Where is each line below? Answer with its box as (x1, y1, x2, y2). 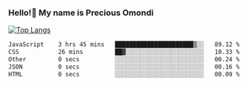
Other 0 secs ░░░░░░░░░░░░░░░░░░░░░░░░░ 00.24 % (8, 56, 240, 64)
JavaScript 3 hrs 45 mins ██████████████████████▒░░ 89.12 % (8, 41, 240, 49)
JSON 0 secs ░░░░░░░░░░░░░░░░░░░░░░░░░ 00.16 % (8, 63, 240, 71)
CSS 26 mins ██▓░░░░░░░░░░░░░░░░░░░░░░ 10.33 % (8, 48, 240, 57)
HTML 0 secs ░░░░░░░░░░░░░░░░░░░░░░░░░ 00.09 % (8, 70, 240, 78)
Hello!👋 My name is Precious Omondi (8, 7, 154, 18)
